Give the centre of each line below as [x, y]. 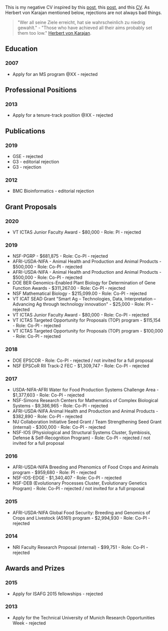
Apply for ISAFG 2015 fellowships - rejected [58, 594]
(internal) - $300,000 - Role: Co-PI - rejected [59, 427]
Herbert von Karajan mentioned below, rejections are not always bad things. [83, 13]
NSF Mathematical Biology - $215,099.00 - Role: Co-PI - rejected [79, 293]
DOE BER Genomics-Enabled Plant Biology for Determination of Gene [84, 283]
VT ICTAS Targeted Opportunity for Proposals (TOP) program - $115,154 [87, 320]
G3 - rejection [27, 167]
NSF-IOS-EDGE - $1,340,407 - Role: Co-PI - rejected [67, 478]
